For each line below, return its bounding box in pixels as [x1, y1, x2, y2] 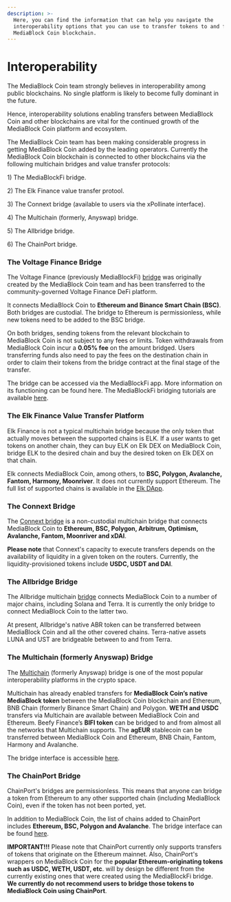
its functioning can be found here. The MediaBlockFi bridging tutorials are [7, 386, 217, 395]
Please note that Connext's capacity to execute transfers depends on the [7, 545, 215, 553]
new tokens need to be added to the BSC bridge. [7, 315, 146, 324]
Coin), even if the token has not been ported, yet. [7, 801, 146, 810]
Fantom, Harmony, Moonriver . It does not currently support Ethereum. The [7, 477, 221, 485]
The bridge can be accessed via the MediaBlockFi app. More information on [7, 379, 223, 387]
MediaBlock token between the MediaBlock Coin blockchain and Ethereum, [7, 696, 222, 705]
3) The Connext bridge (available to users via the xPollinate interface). [7, 200, 206, 208]
